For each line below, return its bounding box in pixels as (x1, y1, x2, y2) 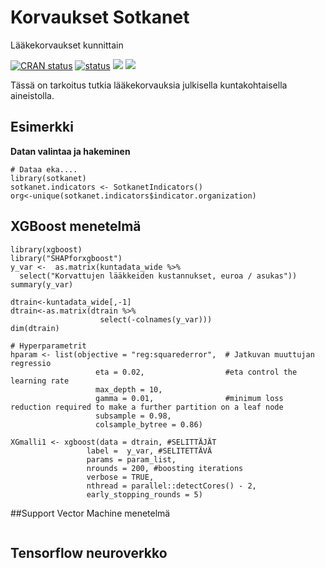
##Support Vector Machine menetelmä (10, 507, 171, 519)
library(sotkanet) (10, 173, 87, 183)
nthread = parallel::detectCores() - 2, (86, 481, 257, 491)
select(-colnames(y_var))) (99, 314, 213, 325)
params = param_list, (86, 454, 177, 465)
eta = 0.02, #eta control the (95, 367, 298, 377)
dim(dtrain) (10, 323, 60, 333)
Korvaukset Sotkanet (10, 6, 190, 29)
